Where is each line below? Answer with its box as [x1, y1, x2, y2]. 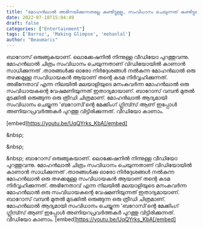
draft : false [6, 20, 39, 26]
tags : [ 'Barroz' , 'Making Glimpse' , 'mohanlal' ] [6, 31, 131, 37]
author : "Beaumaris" [6, 37, 59, 43]
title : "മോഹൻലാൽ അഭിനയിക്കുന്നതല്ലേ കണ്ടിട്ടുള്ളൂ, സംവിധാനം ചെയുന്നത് [6, 8, 178, 15]
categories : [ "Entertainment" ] [6, 25, 85, 32]
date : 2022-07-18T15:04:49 [6, 14, 74, 20]
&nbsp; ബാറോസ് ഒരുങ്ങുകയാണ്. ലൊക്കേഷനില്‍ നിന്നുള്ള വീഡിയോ [6, 155, 178, 162]
